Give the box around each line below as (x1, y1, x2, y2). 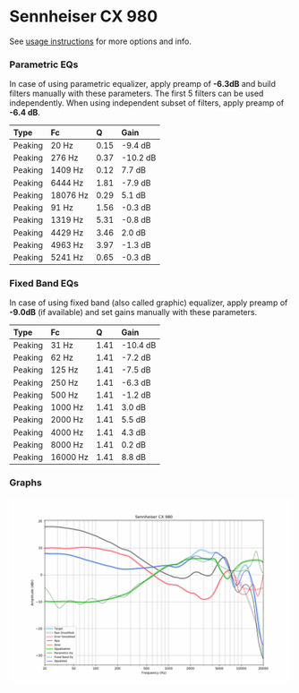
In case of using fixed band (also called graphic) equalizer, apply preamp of (9, 297, 288, 308)
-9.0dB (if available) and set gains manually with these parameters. (9, 307, 258, 318)
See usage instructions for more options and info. (9, 36, 192, 47)
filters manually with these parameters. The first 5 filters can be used (9, 88, 264, 99)
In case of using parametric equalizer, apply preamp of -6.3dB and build (9, 79, 276, 90)
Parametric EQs (9, 58, 79, 71)
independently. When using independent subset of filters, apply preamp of (9, 98, 285, 108)
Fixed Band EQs (9, 277, 79, 289)
